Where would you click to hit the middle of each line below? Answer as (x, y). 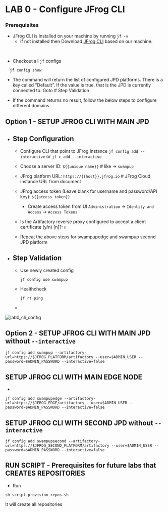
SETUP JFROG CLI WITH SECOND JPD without (79, 423)
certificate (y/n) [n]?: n (43, 227)
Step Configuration (43, 139)
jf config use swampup (44, 279)
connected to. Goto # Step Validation (51, 91)
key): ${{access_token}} (45, 196)
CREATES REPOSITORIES (45, 473)
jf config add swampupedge (34, 399)
